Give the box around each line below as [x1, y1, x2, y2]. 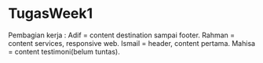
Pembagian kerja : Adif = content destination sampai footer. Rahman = [8, 30, 236, 40]
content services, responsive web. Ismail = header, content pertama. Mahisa [8, 38, 256, 47]
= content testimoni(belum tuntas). [8, 47, 120, 56]
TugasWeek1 [8, 5, 93, 23]
